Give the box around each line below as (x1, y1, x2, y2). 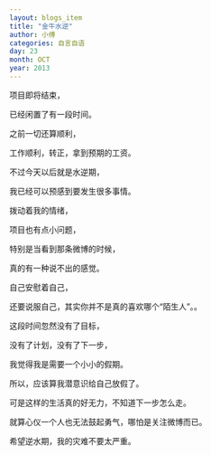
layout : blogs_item (9, 13, 83, 23)
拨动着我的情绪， (9, 204, 73, 215)
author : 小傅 (9, 30, 56, 39)
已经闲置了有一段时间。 (9, 109, 96, 119)
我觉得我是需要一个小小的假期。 (9, 358, 128, 369)
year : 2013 (9, 64, 50, 73)
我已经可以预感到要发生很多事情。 (9, 185, 136, 196)
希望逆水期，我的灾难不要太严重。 (9, 435, 136, 446)
